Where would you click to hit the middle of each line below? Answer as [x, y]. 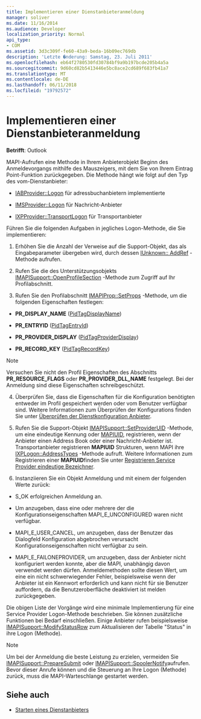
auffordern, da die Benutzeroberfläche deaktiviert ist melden [90, 589]
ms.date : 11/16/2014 [32, 23]
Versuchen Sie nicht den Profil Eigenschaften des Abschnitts [81, 372]
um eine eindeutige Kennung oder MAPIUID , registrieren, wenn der [98, 434]
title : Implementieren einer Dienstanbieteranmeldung [75, 12]
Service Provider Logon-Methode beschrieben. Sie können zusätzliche [94, 614]
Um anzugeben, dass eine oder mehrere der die [75, 508]
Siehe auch [28, 695]
